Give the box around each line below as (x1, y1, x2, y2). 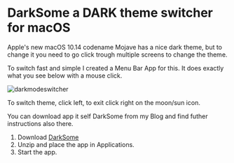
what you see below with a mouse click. (7, 71, 123, 80)
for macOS (7, 20, 71, 36)
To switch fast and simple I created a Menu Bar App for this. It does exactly (7, 64, 224, 72)
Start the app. (17, 148, 57, 156)
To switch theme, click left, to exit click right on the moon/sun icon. (7, 98, 201, 106)
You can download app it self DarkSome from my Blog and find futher (7, 112, 208, 120)
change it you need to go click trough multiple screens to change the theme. (7, 50, 228, 59)
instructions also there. (7, 119, 74, 127)
